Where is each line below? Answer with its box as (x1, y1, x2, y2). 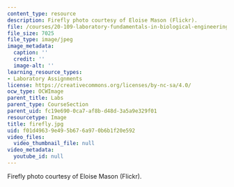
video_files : (7, 133, 45, 140)
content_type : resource (7, 10, 77, 17)
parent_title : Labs (7, 95, 64, 102)
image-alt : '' (13, 62, 54, 69)
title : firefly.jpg (7, 120, 64, 128)
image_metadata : (7, 43, 54, 50)
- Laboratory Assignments (7, 75, 82, 82)
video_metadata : (7, 147, 54, 154)
